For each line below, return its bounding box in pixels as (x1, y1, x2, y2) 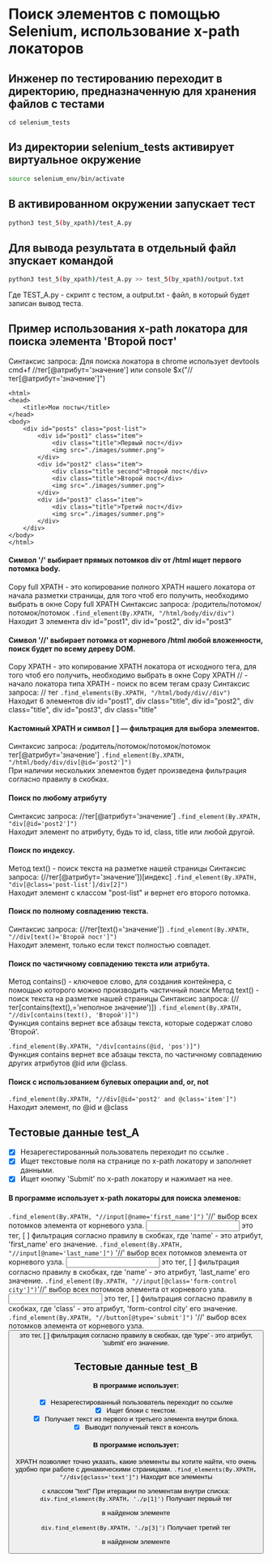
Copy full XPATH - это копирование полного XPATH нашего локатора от (8, 582, 256, 592)
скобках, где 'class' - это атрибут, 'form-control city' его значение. (8, 1303, 238, 1313)
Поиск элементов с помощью (8, 5, 221, 24)
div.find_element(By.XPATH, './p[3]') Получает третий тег (40, 1523, 232, 1532)
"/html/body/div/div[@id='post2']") (8, 759, 132, 767)
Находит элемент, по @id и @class (8, 1102, 129, 1112)
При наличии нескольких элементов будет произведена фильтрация (8, 766, 247, 776)
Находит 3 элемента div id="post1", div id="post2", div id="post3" (8, 617, 232, 626)
